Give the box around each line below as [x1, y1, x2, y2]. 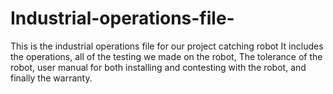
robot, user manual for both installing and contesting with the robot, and [10, 61, 307, 73]
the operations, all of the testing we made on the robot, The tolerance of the [10, 50, 323, 62]
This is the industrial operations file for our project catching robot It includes [10, 40, 324, 52]
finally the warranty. [10, 72, 93, 84]
